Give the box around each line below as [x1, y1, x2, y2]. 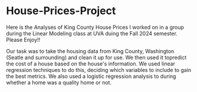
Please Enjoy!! [6, 36, 41, 43]
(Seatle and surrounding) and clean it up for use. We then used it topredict [6, 54, 187, 61]
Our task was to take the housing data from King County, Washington [6, 47, 175, 54]
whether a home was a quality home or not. [6, 78, 112, 86]
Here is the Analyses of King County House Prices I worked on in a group [6, 24, 185, 31]
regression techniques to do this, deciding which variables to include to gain [6, 66, 192, 73]
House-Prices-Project [6, 4, 116, 18]
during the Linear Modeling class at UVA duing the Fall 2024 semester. [6, 29, 178, 37]
